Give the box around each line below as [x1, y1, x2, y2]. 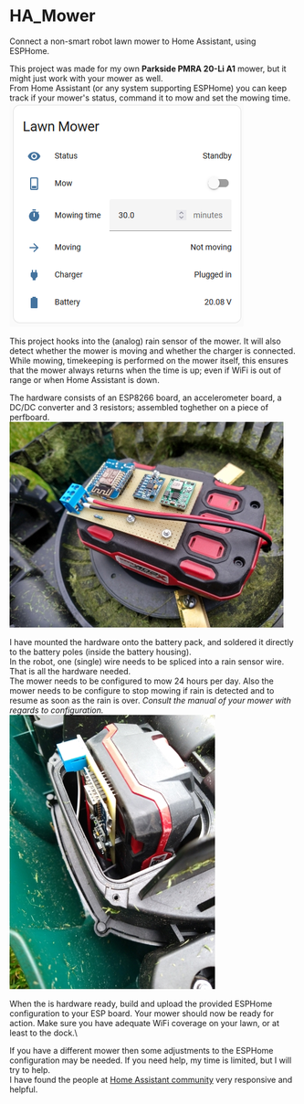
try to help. [9, 1064, 51, 1075]
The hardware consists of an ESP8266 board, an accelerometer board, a [9, 392, 282, 403]
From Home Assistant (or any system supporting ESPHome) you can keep [9, 82, 288, 93]
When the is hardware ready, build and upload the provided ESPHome [9, 998, 273, 1009]
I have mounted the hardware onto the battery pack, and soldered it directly [9, 636, 294, 647]
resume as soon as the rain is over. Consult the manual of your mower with [9, 695, 292, 706]
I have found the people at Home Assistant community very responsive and [9, 1074, 293, 1085]
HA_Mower [9, 5, 96, 27]
